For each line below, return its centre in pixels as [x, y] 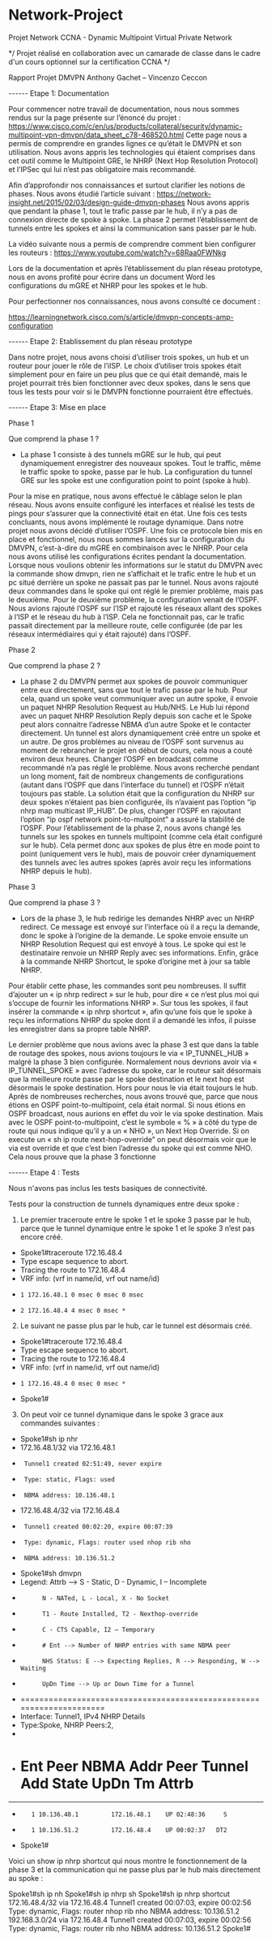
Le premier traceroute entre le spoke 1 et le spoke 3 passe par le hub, [136, 1219]
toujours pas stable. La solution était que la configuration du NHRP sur [137, 793]
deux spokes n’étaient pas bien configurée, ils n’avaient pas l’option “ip [138, 802]
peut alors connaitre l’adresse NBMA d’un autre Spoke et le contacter [135, 724]
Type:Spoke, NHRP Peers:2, [67, 1725]
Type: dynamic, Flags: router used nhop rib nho [108, 1542]
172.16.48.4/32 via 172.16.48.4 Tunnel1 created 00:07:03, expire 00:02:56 [130, 1902]
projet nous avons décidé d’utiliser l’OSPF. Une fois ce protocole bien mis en [136, 530]
